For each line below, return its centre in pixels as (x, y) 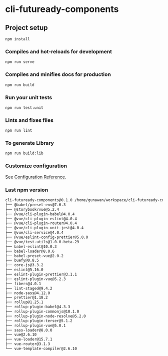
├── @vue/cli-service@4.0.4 (34, 233)
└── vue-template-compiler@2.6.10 (41, 349)
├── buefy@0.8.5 (22, 261)
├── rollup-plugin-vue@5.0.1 (35, 326)
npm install (17, 39)
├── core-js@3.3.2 (24, 265)
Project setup (27, 28)
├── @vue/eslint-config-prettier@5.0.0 (47, 237)
